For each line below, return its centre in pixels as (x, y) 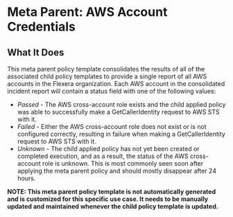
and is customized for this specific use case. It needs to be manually (108, 199)
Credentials (42, 27)
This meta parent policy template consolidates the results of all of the (106, 69)
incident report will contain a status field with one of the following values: (112, 91)
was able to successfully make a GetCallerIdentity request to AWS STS (118, 112)
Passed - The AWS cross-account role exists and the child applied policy (121, 104)
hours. (26, 178)
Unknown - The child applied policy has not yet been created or (108, 149)
